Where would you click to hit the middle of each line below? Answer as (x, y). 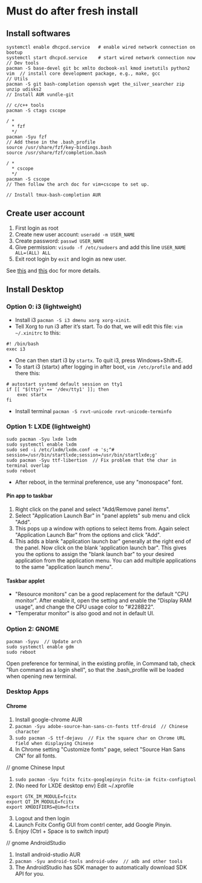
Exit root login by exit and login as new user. (71, 259)
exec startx (32, 394)
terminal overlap (28, 466)
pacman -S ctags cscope (36, 110)
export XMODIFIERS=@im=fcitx (43, 807)
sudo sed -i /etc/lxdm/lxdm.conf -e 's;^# (60, 450)
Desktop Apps (28, 692)
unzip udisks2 (24, 89)
